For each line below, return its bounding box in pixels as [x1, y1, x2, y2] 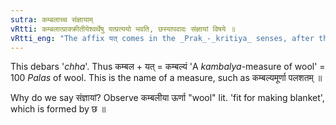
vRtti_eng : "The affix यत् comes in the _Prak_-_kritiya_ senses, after [10, 33, 315, 43]
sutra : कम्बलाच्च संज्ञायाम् [10, 14, 93, 25]
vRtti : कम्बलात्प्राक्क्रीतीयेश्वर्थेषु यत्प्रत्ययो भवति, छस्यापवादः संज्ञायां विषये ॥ [10, 24, 236, 34]
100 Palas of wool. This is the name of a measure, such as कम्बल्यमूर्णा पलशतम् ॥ [10, 72, 323, 84]
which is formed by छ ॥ [10, 103, 107, 115]
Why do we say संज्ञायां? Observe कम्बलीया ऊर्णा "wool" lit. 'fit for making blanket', [10, 92, 325, 104]
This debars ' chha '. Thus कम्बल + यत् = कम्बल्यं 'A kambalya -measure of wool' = [10, 61, 326, 73]
